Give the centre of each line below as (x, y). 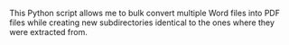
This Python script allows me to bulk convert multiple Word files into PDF (144, 13)
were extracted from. (49, 32)
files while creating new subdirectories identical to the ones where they (142, 22)
